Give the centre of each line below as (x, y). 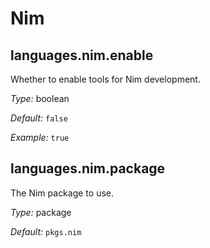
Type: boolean (40, 98)
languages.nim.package (88, 168)
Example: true (40, 137)
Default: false (39, 118)
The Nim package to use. (62, 193)
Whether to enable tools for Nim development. (105, 79)
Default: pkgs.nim (46, 231)
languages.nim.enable (82, 55)
